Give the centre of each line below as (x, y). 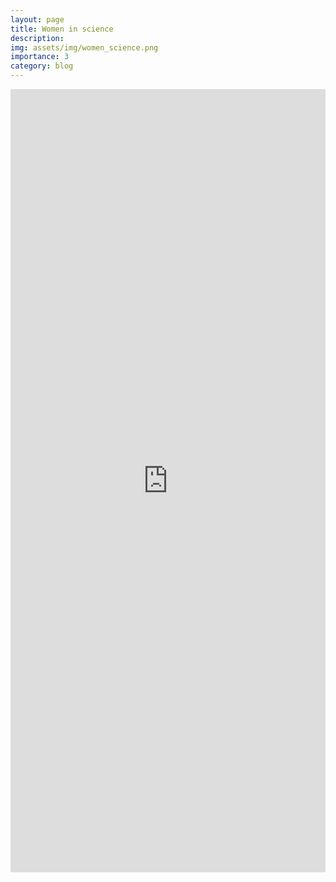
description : (37, 38)
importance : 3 (40, 57)
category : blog (42, 66)
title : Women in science (62, 29)
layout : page (37, 19)
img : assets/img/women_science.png (84, 47)
